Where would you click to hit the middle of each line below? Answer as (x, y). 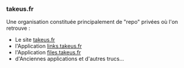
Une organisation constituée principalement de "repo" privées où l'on (92, 22)
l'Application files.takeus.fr (48, 52)
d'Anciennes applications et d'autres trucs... (69, 59)
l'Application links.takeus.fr (48, 46)
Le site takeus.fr (35, 40)
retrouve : (18, 28)
